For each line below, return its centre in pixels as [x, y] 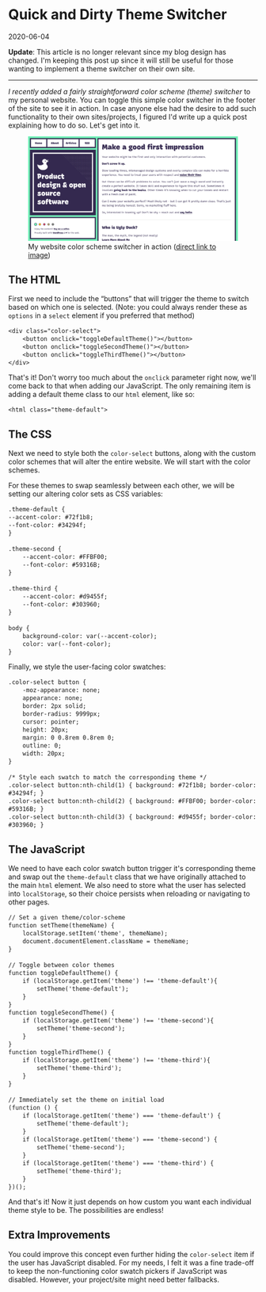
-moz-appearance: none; [62, 690]
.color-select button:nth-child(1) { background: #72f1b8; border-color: [133, 786]
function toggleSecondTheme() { [61, 1013]
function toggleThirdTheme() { [60, 1053]
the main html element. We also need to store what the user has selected [127, 885]
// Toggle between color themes [61, 965]
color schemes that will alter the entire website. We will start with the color [129, 462]
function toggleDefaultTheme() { [63, 973]
